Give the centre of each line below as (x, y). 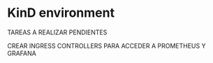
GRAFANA (22, 53)
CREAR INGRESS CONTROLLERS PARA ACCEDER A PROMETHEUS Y (106, 45)
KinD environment (61, 13)
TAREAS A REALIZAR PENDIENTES (57, 32)
